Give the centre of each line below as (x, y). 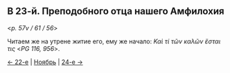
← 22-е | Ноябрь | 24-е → (45, 62)
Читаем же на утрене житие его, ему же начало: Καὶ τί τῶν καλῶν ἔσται (114, 41)
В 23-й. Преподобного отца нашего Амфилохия (116, 11)
